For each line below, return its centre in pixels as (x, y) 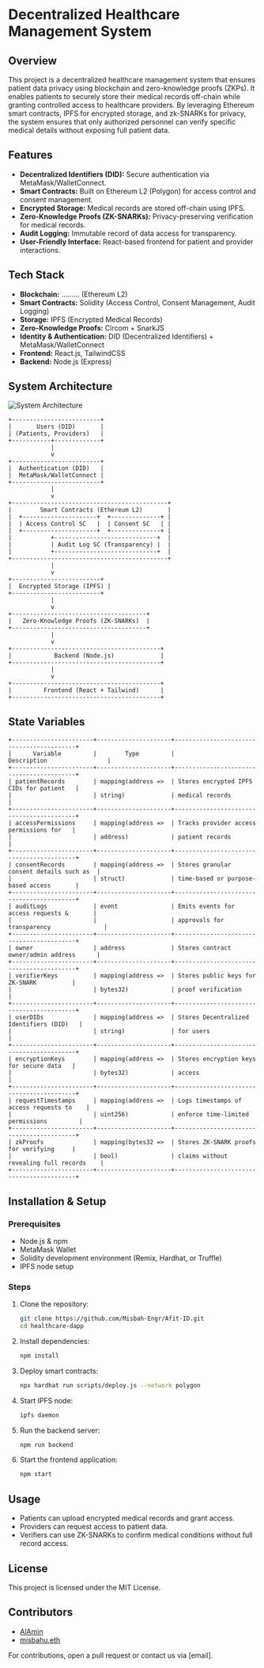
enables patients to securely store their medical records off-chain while (124, 96)
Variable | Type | (104, 754)
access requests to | (49, 1108)
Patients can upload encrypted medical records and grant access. (127, 1518)
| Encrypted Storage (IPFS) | (60, 587)
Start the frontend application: (68, 1459)
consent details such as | (55, 872)
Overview (33, 61)
